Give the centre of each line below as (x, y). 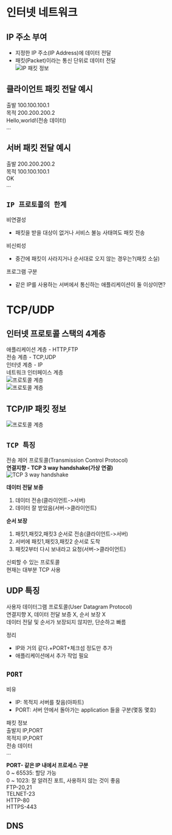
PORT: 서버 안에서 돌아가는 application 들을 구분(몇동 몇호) (86, 710)
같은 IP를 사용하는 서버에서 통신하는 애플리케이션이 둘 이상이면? (90, 285)
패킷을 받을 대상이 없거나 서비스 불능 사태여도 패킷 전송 (80, 233)
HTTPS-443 (22, 806)
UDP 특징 (23, 591)
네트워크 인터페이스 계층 (35, 373)
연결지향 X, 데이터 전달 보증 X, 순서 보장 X (56, 614)
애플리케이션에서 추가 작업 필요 (52, 655)
